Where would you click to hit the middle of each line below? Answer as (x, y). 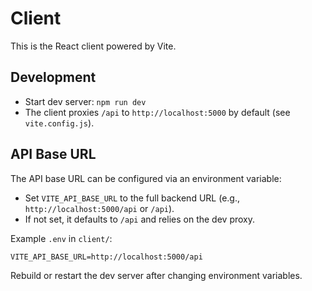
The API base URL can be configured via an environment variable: (146, 178)
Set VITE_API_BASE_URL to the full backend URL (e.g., (132, 198)
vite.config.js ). (59, 123)
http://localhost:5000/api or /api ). (99, 208)
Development (53, 77)
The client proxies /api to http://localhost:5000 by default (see (157, 112)
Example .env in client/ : (61, 238)
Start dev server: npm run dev (85, 101)
